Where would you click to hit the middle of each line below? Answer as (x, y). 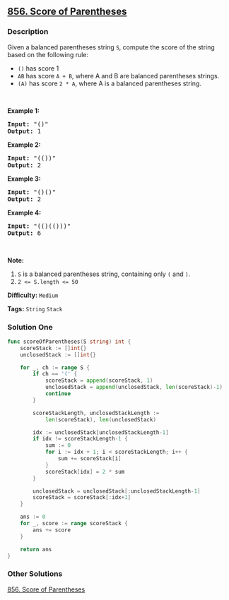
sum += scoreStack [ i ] (89, 459)
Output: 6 (24, 233)
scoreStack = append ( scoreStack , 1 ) (99, 380)
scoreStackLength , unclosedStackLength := (96, 413)
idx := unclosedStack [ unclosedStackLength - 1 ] (101, 432)
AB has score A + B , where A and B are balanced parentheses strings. (118, 76)
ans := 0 (33, 517)
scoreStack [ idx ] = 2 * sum (85, 472)
